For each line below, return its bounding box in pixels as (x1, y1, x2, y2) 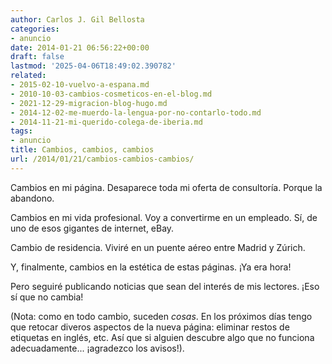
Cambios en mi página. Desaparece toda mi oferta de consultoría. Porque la (10, 181, 323, 193)
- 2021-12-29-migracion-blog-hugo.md (10, 98, 168, 108)
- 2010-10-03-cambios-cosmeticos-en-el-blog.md (10, 89, 213, 99)
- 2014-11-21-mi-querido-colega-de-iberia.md (10, 117, 203, 127)
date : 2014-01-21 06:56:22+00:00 (10, 42, 150, 53)
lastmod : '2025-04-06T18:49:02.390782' (10, 61, 177, 71)
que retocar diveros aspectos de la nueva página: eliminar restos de (10, 321, 290, 333)
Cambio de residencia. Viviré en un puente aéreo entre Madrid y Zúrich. (10, 241, 306, 253)
